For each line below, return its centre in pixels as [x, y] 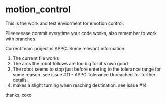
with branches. [21, 39]
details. [20, 80]
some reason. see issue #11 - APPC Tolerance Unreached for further [84, 74]
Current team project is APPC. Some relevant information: [65, 48]
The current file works [36, 58]
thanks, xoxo [19, 95]
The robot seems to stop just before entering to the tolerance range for [87, 69]
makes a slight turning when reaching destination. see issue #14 [80, 85]
